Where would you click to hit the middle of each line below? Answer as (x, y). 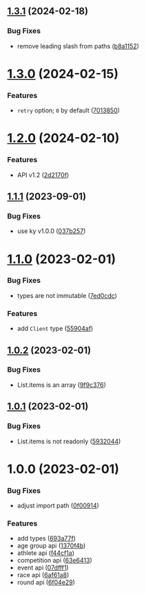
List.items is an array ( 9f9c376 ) (62, 385)
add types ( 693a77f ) (46, 539)
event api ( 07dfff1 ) (43, 567)
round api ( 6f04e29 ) (46, 583)
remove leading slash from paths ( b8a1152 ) (78, 46)
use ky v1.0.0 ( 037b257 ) (51, 231)
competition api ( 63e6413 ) (55, 561)
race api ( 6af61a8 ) (43, 575)
